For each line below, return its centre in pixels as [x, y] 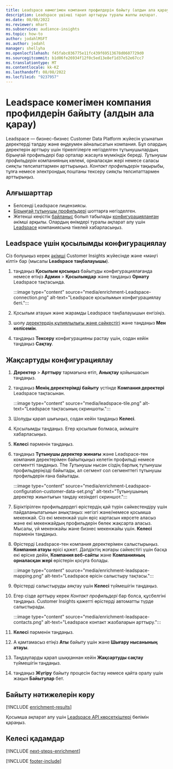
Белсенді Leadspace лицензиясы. [50, 205]
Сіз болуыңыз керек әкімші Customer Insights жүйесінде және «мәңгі [82, 256]
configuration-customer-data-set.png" [54, 491]
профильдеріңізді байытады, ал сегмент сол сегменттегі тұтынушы [87, 471]
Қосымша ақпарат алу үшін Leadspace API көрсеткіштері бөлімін [77, 717]
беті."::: [21, 303]
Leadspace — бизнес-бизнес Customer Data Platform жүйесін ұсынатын [84, 138]
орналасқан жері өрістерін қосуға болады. [61, 561]
